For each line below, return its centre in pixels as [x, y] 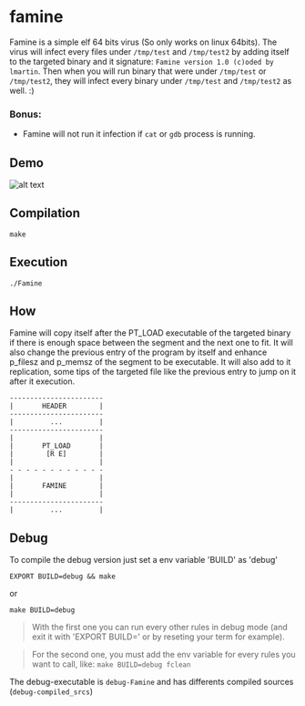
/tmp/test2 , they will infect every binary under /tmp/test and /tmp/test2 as [151, 80]
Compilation [45, 213]
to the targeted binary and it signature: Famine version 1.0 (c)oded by [142, 61]
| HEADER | [56, 406]
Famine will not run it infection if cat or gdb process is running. [139, 134]
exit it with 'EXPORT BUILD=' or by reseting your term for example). [158, 637]
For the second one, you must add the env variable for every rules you [163, 655]
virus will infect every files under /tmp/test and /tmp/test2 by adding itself [149, 51]
